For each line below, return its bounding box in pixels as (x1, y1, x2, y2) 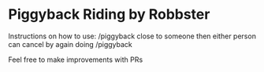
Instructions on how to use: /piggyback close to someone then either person (8, 31, 256, 41)
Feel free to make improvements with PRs (8, 55, 143, 64)
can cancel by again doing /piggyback (8, 39, 132, 49)
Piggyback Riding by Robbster (8, 5, 210, 23)
